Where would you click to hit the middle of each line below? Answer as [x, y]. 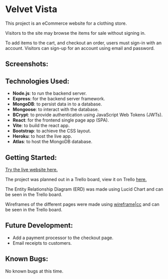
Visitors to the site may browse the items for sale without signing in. [75, 33]
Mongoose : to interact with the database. [56, 109]
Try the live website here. [32, 170]
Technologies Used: [37, 81]
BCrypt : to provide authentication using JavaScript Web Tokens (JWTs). [88, 115]
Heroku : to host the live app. [42, 136]
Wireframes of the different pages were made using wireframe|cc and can [82, 204]
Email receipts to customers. [42, 243]
